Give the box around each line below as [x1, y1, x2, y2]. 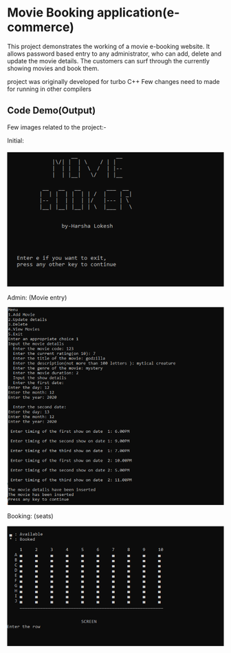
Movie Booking [7, 5, 95, 21]
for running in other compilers [7, 85, 91, 93]
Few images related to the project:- [7, 122, 107, 131]
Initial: [7, 136, 24, 144]
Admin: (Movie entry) [7, 294, 67, 302]
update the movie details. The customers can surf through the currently [7, 56, 210, 65]
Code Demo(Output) [7, 105, 96, 116]
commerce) [7, 19, 74, 35]
